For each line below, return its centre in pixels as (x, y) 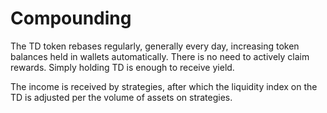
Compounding (71, 18)
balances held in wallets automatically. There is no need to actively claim (160, 56)
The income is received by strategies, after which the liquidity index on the (164, 86)
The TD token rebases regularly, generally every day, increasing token (155, 46)
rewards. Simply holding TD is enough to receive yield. (122, 67)
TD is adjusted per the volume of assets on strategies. (121, 97)
